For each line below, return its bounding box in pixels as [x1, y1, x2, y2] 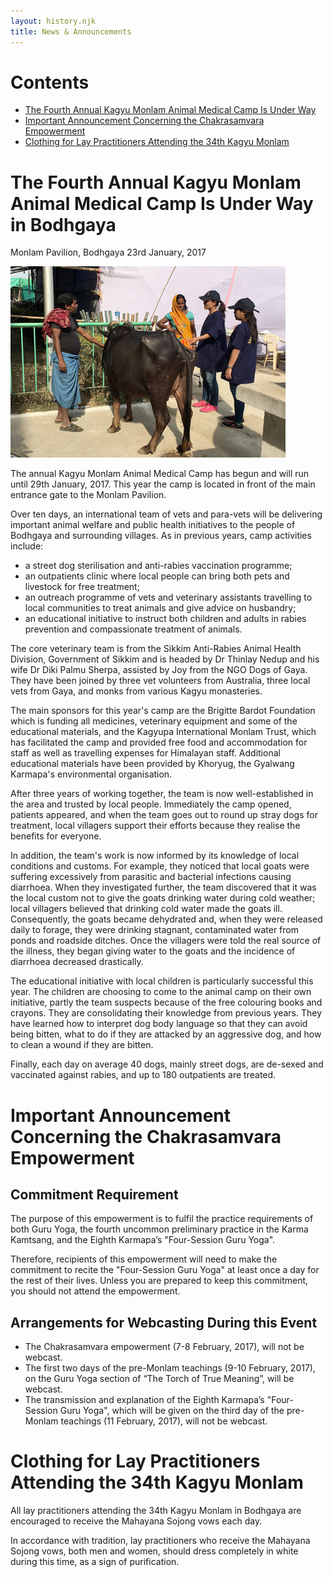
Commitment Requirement [10, 1186, 179, 1203]
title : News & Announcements [10, 26, 132, 37]
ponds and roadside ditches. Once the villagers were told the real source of [10, 935, 322, 947]
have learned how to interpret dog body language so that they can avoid [10, 1018, 308, 1030]
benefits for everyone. [10, 830, 102, 842]
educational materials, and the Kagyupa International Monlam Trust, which [10, 726, 317, 738]
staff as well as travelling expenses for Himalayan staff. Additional [10, 747, 281, 759]
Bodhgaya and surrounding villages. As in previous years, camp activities [10, 530, 312, 542]
